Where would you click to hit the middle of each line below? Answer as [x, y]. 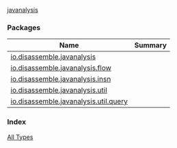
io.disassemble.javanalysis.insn [61, 79]
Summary [151, 45]
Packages [24, 27]
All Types [20, 137]
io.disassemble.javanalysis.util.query [69, 101]
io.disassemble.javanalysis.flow [61, 68]
